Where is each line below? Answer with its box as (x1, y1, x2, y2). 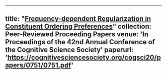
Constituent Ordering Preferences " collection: (5, 22, 152, 31)
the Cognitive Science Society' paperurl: (5, 46, 134, 54)
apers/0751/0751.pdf (5, 61, 72, 70)
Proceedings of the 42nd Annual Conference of (5, 38, 155, 46)
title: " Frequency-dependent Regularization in (5, 14, 151, 23)
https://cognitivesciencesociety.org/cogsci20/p (7, 53, 161, 62)
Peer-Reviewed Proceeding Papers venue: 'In (5, 30, 149, 39)
